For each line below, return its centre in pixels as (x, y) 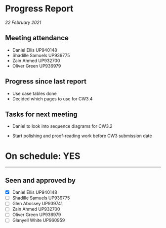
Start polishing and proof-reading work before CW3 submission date (82, 136)
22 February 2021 (23, 22)
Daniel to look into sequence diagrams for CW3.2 (62, 126)
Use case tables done (34, 93)
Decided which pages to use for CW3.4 (52, 99)
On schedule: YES (43, 156)
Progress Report (39, 9)
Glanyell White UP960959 (39, 220)
